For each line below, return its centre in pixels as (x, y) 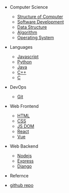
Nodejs (24, 156)
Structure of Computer (40, 16)
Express (25, 161)
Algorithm (27, 32)
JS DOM (26, 126)
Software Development (40, 22)
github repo (21, 185)
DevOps (18, 87)
